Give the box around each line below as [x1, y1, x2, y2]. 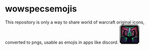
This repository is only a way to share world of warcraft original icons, [5, 19, 145, 25]
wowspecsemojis [5, 3, 77, 14]
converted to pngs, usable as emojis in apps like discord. [5, 39, 119, 45]
